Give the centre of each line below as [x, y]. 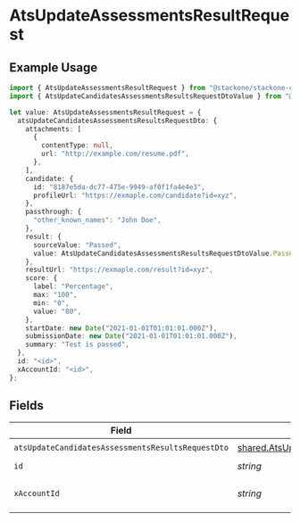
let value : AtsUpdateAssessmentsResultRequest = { [105, 112]
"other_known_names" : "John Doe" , [97, 220]
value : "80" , [57, 311]
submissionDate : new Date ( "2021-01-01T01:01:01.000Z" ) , [132, 336]
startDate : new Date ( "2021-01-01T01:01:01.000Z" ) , [121, 328]
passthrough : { [54, 212]
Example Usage [54, 67]
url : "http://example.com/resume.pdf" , [116, 154]
